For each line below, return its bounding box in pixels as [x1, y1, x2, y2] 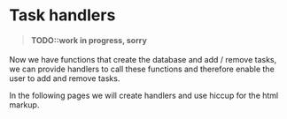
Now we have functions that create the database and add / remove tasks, [9, 55, 277, 65]
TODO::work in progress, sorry [30, 34, 148, 45]
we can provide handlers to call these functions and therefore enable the [9, 63, 275, 75]
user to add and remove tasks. [9, 73, 120, 84]
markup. [9, 100, 40, 110]
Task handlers [9, 5, 116, 26]
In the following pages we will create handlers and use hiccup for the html [9, 90, 279, 101]
